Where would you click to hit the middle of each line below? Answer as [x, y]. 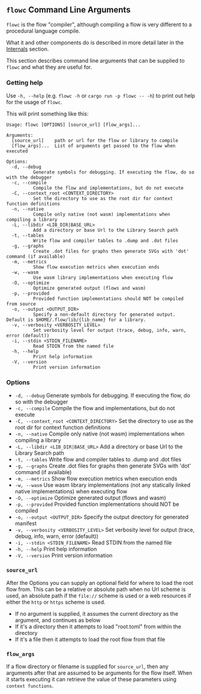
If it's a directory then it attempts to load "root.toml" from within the [98, 627]
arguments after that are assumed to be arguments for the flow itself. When [99, 673]
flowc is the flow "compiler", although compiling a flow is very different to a [99, 24]
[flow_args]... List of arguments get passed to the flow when [94, 146]
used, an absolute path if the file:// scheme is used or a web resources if [99, 595]
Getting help [25, 83]
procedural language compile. [43, 31]
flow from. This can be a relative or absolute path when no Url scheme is [96, 589]
